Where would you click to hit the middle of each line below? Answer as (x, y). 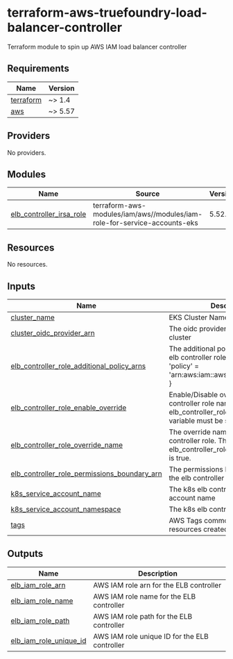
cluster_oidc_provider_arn (53, 333)
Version (61, 88)
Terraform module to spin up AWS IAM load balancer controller (97, 47)
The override (190, 432)
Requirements (38, 68)
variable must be (196, 420)
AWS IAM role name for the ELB (145, 597)
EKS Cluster (188, 317)
